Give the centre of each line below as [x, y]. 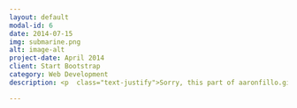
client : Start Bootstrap [55, 67]
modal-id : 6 [31, 25]
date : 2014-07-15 [41, 33]
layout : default [39, 17]
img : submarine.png [45, 42]
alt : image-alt [37, 50]
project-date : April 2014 [57, 58]
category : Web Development [59, 75]
